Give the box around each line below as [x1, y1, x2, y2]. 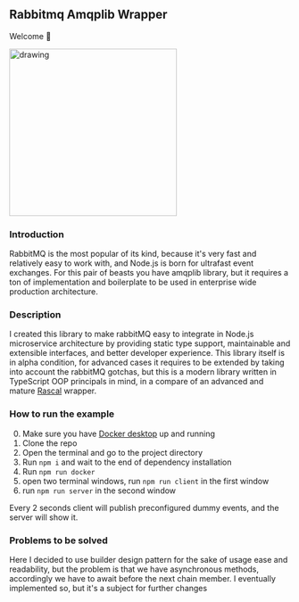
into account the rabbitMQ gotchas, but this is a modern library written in [9, 367, 277, 377]
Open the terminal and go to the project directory [21, 447, 203, 458]
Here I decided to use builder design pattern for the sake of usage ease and [9, 555, 288, 565]
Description [9, 309, 62, 321]
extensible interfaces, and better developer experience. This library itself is [9, 348, 286, 359]
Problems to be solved [9, 534, 109, 547]
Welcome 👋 [9, 30, 52, 41]
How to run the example [9, 408, 115, 420]
